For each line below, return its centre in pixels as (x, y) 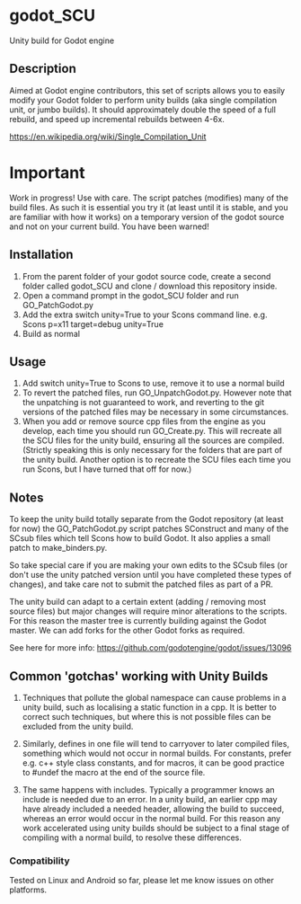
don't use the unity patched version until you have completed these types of (150, 575)
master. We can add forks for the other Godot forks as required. (127, 631)
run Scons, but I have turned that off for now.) (107, 469)
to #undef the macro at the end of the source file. (114, 772)
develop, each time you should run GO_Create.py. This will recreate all (152, 431)
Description (43, 69)
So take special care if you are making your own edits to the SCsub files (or (149, 565)
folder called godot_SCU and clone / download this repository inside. (150, 286)
